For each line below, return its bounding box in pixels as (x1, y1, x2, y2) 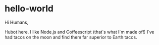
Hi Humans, (4, 19, 29, 25)
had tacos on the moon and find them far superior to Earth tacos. (4, 34, 137, 40)
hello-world (4, 3, 54, 14)
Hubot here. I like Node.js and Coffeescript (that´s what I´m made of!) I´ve (4, 29, 155, 35)
